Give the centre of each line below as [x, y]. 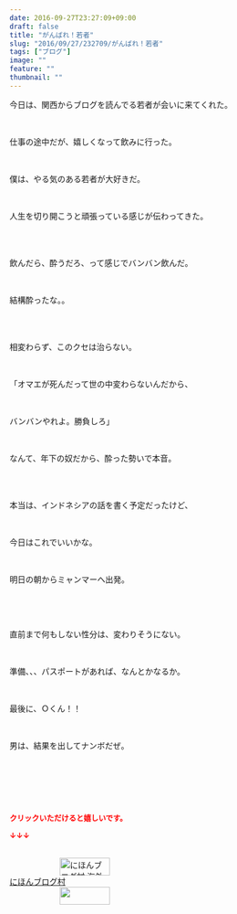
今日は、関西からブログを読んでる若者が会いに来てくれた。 [121, 104]
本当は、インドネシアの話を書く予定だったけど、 [101, 505]
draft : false [34, 27]
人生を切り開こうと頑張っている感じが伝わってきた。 [109, 216]
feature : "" [32, 69]
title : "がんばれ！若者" [52, 35]
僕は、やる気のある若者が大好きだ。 [77, 178]
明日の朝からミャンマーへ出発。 [69, 579]
